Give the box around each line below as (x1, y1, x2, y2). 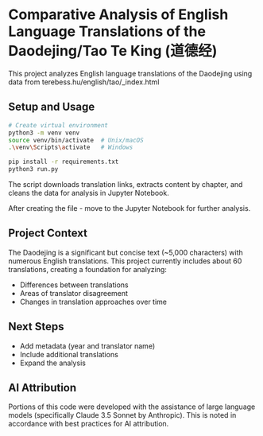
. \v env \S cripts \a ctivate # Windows (8, 143, 133, 152)
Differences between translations (19, 280, 129, 290)
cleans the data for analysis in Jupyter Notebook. (8, 189, 169, 197)
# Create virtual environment (8, 121, 109, 129)
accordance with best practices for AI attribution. (8, 419, 169, 429)
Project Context (8, 227, 87, 240)
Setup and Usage (8, 100, 95, 114)
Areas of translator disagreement (19, 288, 129, 298)
